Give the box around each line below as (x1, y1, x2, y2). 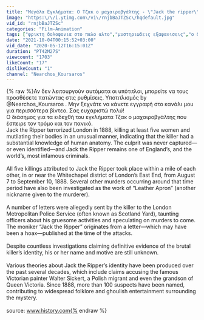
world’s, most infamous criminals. (6, 152, 90, 160)
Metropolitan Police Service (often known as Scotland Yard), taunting (6, 210, 179, 217)
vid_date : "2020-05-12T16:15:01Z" (6, 43, 94, 49)
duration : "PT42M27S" (6, 49, 61, 55)
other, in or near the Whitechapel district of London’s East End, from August (6, 171, 195, 179)
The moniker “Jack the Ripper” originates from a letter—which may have (6, 223, 187, 231)
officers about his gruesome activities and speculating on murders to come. (6, 217, 196, 224)
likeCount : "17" (6, 60, 47, 66)
